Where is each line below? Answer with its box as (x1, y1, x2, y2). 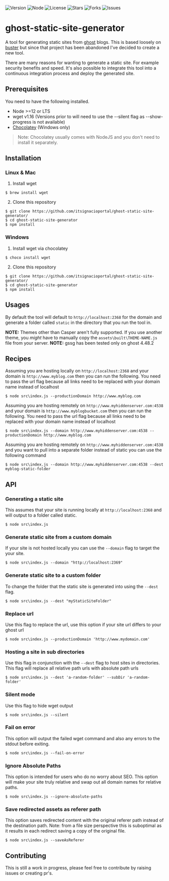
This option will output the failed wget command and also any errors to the (5, 735, 160, 741)
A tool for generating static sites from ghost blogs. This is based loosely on (5, 39, 161, 45)
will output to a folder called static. (5, 512, 77, 518)
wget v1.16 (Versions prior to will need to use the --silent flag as (12, 114, 145, 120)
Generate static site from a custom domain (5, 533, 112, 540)
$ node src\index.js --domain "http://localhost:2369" (5, 560, 123, 565)
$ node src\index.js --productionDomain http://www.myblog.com (5, 394, 141, 399)
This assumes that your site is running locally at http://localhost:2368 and (5, 507, 162, 513)
